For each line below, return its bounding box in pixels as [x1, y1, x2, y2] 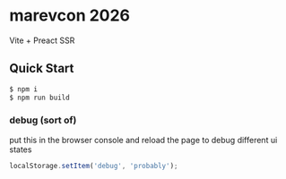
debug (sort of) [9, 114, 77, 126]
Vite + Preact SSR [9, 35, 75, 46]
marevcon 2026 [9, 5, 131, 26]
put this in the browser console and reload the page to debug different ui [9, 134, 278, 145]
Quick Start [9, 61, 74, 76]
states [9, 144, 32, 155]
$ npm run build [9, 93, 70, 102]
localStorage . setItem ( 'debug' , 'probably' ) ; [9, 161, 178, 170]
